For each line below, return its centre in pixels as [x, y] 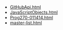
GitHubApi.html [25, 7]
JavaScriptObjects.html [34, 12]
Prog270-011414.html [31, 17]
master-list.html [26, 23]
